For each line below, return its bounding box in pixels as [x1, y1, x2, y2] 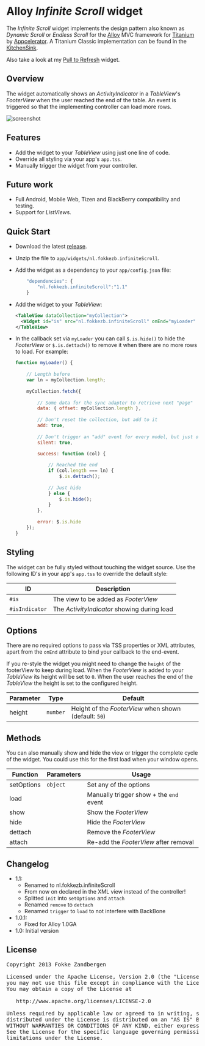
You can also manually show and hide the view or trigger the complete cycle [6, 749, 198, 756]
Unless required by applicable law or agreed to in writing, [6, 1010, 193, 1017]
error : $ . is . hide [37, 519, 81, 525]
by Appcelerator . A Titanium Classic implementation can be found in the [6, 37, 187, 45]
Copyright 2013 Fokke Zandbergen [6, 961, 107, 968]
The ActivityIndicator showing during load [52, 605, 173, 613]
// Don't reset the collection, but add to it [37, 417, 158, 423]
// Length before [26, 372, 70, 378]
